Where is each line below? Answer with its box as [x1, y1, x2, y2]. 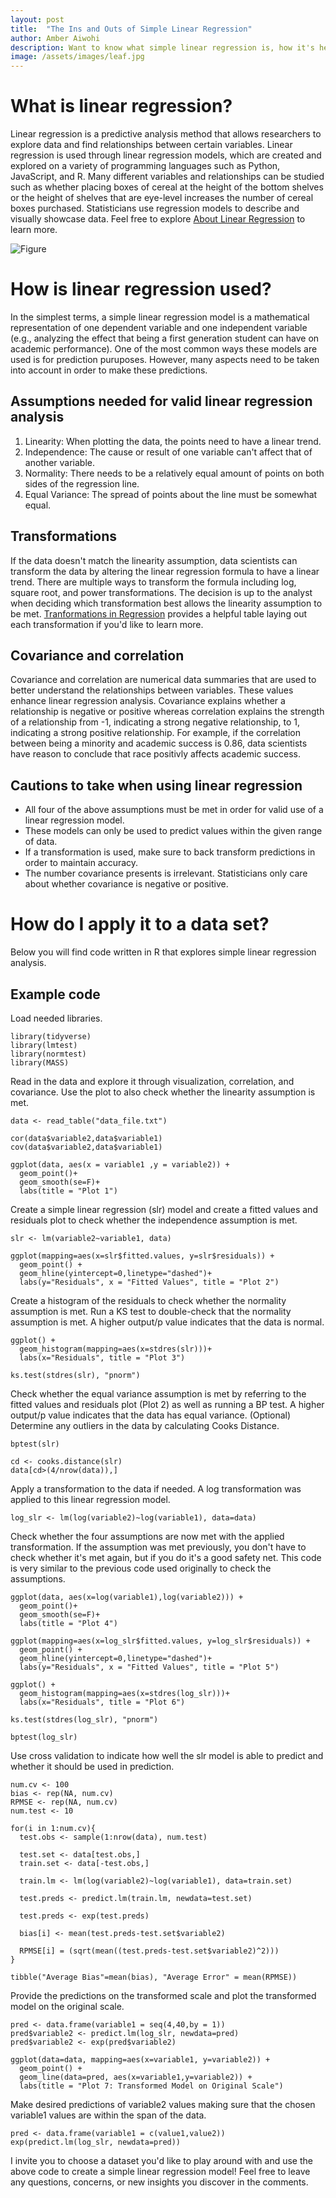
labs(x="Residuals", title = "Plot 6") [19, 1697, 186, 1707]
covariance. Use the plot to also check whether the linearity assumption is [10, 1086, 316, 1098]
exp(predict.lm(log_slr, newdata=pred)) [10, 2137, 182, 2147]
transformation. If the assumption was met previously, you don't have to [10, 1541, 307, 1553]
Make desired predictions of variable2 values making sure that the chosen [10, 2099, 316, 2110]
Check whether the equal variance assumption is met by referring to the [10, 1388, 307, 1400]
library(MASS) [10, 1058, 70, 1068]
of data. [24, 836, 58, 848]
